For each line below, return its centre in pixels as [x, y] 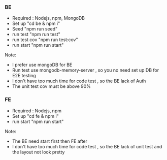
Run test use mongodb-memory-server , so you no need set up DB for [86, 70]
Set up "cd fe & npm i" [35, 116]
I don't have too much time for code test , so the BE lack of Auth [79, 81]
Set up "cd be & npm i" [36, 23]
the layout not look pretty [38, 152]
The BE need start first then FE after [49, 141]
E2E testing [24, 76]
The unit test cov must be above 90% [51, 86]
